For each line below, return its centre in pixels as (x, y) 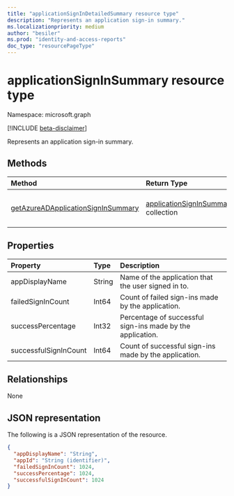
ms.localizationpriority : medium (56, 26)
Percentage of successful (162, 317)
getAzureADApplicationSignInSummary (75, 208)
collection (162, 212)
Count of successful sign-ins (168, 346)
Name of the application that (166, 277)
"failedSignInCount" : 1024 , (54, 467)
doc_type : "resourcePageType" (51, 46)
